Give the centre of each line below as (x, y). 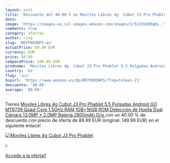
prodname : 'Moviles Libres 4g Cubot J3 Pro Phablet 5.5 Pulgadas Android (86, 66)
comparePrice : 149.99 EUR (32, 62)
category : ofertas (25, 33)
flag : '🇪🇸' (18, 76)
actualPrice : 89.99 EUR (30, 47)
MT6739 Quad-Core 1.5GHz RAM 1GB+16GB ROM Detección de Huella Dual (84, 110)
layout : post (19, 10)
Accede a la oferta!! (26, 155)
